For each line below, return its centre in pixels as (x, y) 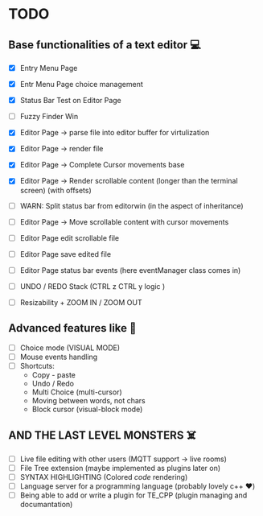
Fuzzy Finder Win (49, 117)
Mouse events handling (59, 357)
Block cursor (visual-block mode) (87, 409)
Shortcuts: (37, 365)
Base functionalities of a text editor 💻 (105, 45)
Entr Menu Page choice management (81, 85)
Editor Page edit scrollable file (69, 237)
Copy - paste (54, 374)
